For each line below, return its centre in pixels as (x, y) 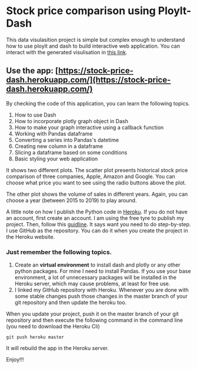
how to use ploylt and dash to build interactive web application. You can (93, 46)
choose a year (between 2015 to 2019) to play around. (71, 200)
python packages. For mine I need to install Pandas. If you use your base (103, 271)
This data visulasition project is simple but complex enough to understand (96, 39)
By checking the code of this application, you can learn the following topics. (98, 103)
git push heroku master (35, 337)
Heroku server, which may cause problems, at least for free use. (92, 284)
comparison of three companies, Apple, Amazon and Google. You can (91, 176)
